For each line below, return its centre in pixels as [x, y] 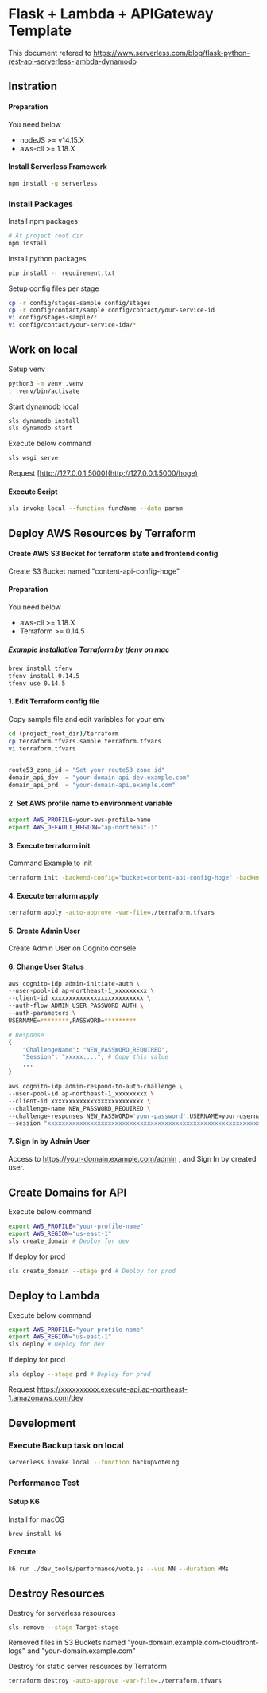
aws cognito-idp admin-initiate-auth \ [74, 984]
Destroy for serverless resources [62, 1613]
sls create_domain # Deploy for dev [69, 1241]
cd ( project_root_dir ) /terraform [64, 734]
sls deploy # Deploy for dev [56, 1344]
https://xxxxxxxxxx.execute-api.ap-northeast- [112, 1389]
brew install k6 [35, 1534]
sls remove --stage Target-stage [64, 1627]
